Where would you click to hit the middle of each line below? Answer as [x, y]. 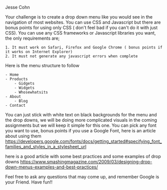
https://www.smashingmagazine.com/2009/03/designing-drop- [86, 162]
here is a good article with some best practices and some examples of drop [83, 156]
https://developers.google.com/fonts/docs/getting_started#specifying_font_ [83, 141]
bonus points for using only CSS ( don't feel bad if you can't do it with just [81, 28]
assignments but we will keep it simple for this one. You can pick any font [81, 125]
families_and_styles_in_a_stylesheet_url [46, 147]
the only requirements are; [33, 38]
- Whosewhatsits [31, 92]
